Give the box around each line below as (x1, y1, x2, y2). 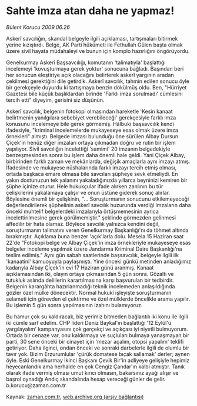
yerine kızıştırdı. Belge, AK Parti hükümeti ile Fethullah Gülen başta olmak (6, 41, 183, 48)
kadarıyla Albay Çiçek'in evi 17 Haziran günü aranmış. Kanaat (6, 264, 154, 271)
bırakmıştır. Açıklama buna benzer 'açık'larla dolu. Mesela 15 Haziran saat (6, 232, 184, 239)
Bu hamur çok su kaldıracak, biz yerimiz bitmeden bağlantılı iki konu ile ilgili (6, 313, 188, 320)
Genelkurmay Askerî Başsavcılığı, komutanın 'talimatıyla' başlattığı (6, 59, 166, 66)
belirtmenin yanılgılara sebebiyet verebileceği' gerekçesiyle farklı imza (6, 114, 176, 121)
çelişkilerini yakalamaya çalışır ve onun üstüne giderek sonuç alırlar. (6, 189, 171, 196)
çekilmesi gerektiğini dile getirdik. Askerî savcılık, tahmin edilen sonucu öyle (6, 78, 190, 85)
